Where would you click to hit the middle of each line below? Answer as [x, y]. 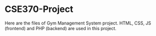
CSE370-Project [39, 9]
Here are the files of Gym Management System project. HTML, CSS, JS [78, 23]
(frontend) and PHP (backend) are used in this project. [61, 28]
